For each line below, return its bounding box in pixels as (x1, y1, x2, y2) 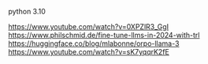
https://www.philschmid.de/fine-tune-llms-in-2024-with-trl (8, 31, 200, 40)
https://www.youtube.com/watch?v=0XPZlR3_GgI (8, 22, 169, 31)
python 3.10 (8, 7, 46, 16)
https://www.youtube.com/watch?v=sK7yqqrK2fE (8, 47, 169, 56)
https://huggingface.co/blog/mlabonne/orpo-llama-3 (8, 39, 180, 48)
